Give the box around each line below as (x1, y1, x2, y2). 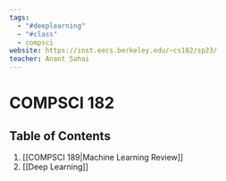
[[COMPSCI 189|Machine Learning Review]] (21, 152, 184, 162)
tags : (9, 12, 29, 22)
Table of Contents (9, 128, 112, 144)
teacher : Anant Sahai (9, 54, 90, 63)
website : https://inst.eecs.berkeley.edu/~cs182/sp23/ (9, 46, 218, 55)
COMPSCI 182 (9, 93, 114, 113)
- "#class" (17, 29, 58, 38)
